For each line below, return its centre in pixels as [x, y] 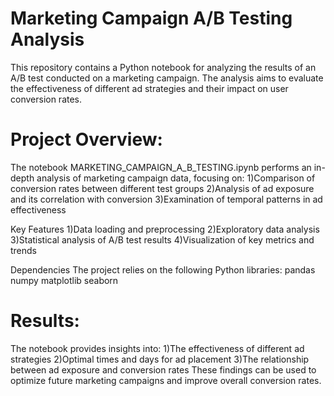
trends [24, 250]
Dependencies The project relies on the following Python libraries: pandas [163, 269]
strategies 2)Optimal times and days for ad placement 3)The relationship [160, 359]
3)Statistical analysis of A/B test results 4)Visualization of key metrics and [162, 239]
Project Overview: [86, 139]
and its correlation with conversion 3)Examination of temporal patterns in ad [166, 199]
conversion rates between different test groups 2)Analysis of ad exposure [162, 188]
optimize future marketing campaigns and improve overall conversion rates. [166, 380]
